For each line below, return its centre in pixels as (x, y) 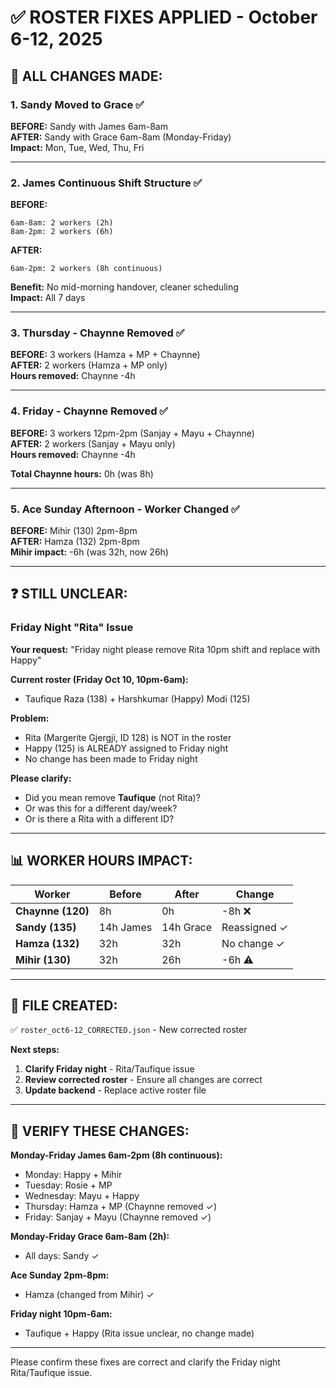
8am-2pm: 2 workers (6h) (62, 232)
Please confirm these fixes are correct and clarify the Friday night (145, 1362)
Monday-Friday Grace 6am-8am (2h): (90, 1237)
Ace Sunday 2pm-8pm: (60, 1275)
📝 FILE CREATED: (64, 1005)
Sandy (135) (46, 927)
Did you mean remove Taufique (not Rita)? (112, 797)
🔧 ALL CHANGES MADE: (86, 76)
